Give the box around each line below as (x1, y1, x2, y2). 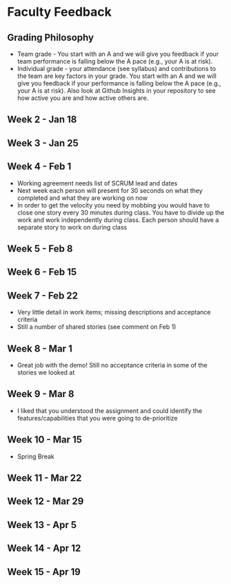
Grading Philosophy (7, 32, 94, 43)
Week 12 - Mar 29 (7, 496, 84, 507)
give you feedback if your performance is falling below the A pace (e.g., (17, 79, 222, 87)
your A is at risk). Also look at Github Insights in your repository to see (17, 87, 216, 94)
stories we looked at (17, 368, 75, 376)
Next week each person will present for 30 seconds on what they (17, 186, 203, 194)
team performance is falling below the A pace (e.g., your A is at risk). (17, 57, 213, 66)
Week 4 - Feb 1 (7, 161, 72, 172)
